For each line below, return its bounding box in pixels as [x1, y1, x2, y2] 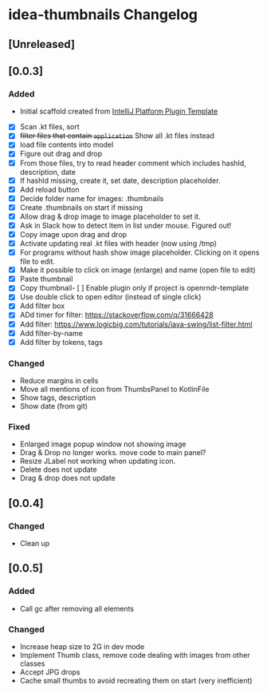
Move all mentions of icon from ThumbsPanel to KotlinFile [19, 385, 210, 394]
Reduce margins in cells [19, 376, 99, 385]
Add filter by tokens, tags [19, 337, 104, 346]
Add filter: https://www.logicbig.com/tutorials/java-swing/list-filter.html [19, 319, 253, 329]
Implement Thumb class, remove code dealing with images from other [19, 650, 250, 659]
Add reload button [19, 184, 80, 194]
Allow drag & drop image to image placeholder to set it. [19, 212, 201, 221]
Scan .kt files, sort [19, 122, 80, 132]
